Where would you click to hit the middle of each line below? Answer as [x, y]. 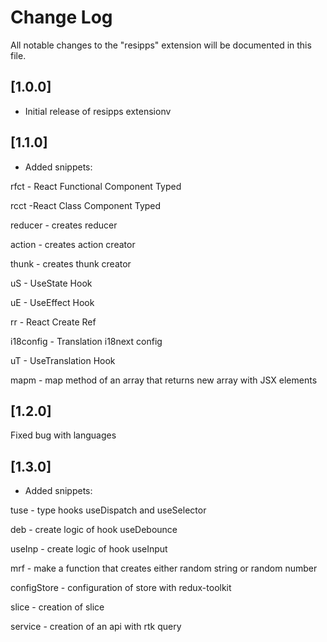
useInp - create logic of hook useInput [89, 549]
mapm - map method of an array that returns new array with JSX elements [164, 380]
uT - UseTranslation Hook [63, 360]
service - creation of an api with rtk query [96, 627]
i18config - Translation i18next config [86, 341]
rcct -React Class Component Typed [86, 205]
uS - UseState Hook [51, 283]
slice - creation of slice [57, 607]
